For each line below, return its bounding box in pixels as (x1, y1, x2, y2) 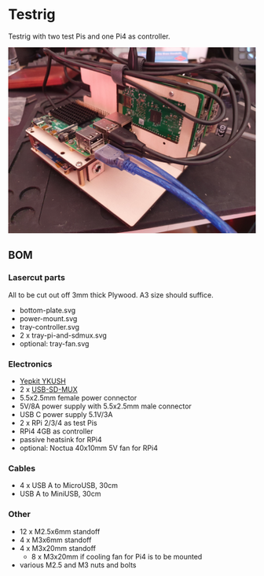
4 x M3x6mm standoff (19, 535, 92, 545)
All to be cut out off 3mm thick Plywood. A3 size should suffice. (8, 290, 214, 300)
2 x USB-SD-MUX (19, 384, 78, 394)
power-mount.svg (19, 313, 78, 323)
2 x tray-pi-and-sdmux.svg (19, 330, 108, 340)
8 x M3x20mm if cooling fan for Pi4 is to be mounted (31, 552, 203, 561)
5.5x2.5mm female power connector (19, 393, 137, 402)
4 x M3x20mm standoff (19, 543, 97, 552)
